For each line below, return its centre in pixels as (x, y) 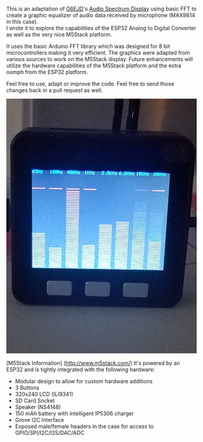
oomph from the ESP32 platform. (47, 72)
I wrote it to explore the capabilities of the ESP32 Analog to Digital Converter (101, 28)
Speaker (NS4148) (38, 407)
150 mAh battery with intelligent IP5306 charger (74, 414)
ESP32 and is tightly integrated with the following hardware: (81, 370)
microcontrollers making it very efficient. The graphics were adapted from (98, 53)
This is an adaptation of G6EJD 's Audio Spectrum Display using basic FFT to (101, 9)
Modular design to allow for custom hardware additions (84, 381)
